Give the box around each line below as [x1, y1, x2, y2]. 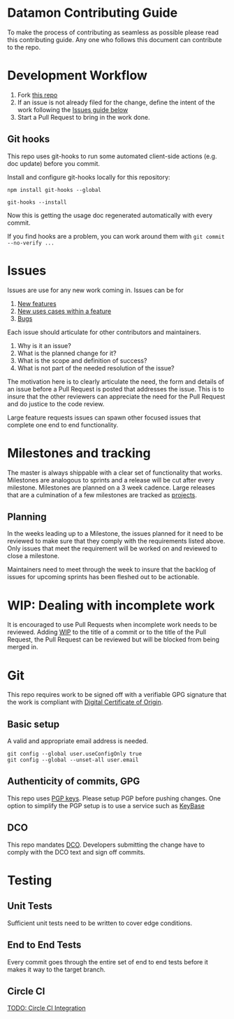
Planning [7, 511, 47, 522]
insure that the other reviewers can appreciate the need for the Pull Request [7, 392, 226, 401]
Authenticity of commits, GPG [7, 775, 140, 787]
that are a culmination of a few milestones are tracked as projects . [7, 490, 198, 499]
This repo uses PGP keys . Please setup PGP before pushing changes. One [7, 793, 221, 803]
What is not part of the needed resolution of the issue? [17, 363, 175, 372]
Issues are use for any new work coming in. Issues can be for [7, 286, 184, 294]
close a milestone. [7, 552, 59, 560]
